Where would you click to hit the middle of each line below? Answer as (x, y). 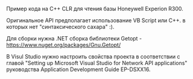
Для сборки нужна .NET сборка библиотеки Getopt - (74, 38)
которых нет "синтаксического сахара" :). (60, 27)
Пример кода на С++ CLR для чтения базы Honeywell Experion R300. (95, 9)
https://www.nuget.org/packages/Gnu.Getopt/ (64, 45)
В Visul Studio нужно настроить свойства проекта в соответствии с (93, 56)
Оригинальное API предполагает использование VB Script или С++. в (96, 20)
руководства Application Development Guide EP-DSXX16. (78, 69)
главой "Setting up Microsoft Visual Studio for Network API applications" (97, 63)
